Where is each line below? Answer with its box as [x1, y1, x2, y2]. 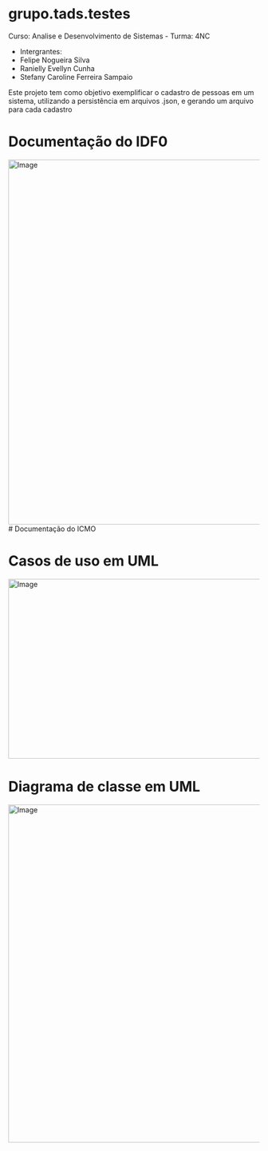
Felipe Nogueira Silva [19, 55, 90, 65]
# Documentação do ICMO [8, 524, 97, 534]
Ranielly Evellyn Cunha [19, 63, 96, 73]
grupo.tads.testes [8, 5, 131, 23]
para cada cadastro [8, 105, 73, 114]
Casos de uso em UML [8, 552, 160, 570]
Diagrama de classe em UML [8, 778, 201, 796]
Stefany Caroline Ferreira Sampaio [19, 72, 133, 81]
